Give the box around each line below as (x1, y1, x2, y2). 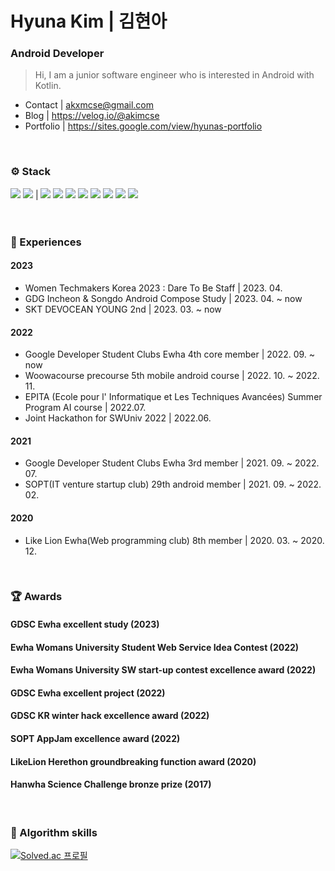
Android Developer (10, 47, 105, 61)
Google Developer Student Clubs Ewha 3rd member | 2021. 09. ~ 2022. (24, 457, 320, 469)
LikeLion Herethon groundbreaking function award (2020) (10, 755, 257, 767)
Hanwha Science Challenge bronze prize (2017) (10, 778, 212, 791)
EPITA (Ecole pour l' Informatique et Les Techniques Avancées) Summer (24, 391, 323, 403)
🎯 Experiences (10, 235, 82, 249)
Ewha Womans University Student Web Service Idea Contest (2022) (10, 641, 300, 653)
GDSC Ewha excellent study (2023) (10, 618, 160, 631)
